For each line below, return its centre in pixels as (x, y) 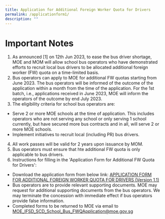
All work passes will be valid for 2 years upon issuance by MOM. (78, 144)
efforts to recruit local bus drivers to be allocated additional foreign (80, 68)
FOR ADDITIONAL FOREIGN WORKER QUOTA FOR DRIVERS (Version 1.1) (86, 180)
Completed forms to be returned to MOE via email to (65, 206)
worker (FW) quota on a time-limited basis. (56, 73)
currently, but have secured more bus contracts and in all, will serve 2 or (86, 124)
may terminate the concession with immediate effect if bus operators (82, 196)
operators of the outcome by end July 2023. (57, 99)
